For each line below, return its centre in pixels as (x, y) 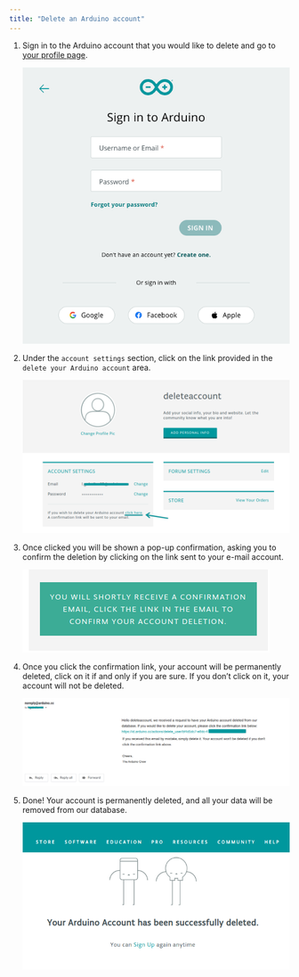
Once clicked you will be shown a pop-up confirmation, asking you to (149, 547)
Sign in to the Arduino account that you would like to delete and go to (149, 45)
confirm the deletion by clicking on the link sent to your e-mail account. (153, 557)
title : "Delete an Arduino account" (77, 19)
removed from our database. (74, 810)
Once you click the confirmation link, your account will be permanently (152, 667)
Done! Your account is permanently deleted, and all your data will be (147, 800)
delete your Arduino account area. (86, 368)
